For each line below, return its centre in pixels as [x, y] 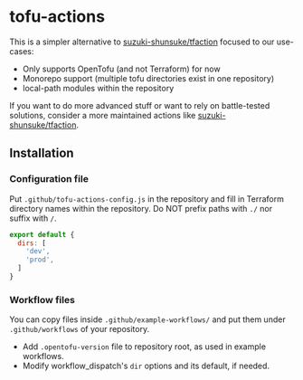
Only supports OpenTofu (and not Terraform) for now [121, 69]
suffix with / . [33, 218]
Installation [42, 153]
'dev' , [38, 252]
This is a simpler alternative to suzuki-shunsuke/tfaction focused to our [142, 42]
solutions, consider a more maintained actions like [103, 115]
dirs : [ [32, 243]
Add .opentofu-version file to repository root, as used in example [144, 347]
